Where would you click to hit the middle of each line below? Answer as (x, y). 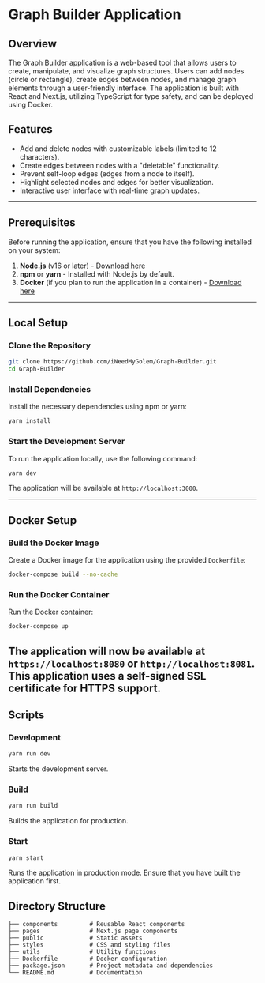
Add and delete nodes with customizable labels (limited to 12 (118, 149)
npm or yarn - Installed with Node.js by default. (97, 273)
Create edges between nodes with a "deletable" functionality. (119, 165)
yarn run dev (30, 754)
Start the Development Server (67, 442)
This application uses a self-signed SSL (107, 676)
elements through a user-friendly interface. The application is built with (123, 88)
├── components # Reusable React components (97, 925)
